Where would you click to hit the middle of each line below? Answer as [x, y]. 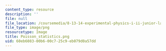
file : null [16, 18]
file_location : [21, 23]
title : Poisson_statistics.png [37, 37]
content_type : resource [30, 9]
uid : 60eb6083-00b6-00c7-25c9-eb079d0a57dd [51, 41]
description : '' [22, 14]
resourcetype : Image [26, 32]
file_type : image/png [27, 28]
